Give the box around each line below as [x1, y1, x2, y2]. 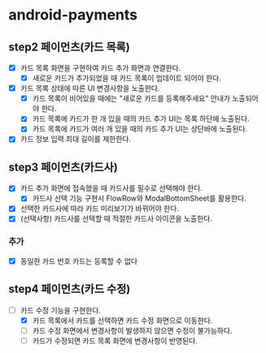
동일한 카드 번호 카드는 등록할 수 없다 [20, 256, 138, 265]
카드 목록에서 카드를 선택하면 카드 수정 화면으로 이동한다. [32, 315, 213, 325]
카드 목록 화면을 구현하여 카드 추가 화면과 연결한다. [20, 63, 181, 72]
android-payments [8, 6, 138, 24]
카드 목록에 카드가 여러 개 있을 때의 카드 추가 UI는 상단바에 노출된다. [32, 124, 248, 134]
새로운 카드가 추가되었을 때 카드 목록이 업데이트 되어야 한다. [32, 73, 221, 83]
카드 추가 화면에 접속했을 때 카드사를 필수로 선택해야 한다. [20, 183, 203, 193]
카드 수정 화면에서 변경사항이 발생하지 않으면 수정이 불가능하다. [32, 325, 233, 335]
